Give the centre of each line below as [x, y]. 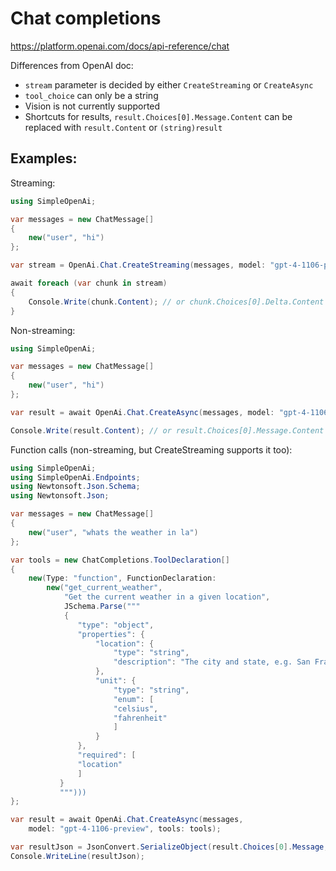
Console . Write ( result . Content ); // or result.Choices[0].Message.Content [167, 430]
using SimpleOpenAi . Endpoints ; [75, 477]
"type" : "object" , [116, 625]
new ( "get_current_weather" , [104, 588]
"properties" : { [111, 634]
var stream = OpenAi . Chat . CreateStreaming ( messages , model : [138, 265]
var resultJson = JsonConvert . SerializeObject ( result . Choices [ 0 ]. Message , [169, 847]
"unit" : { [116, 681]
